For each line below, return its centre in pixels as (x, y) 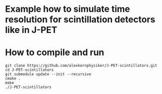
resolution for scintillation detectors (80, 19)
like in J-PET (31, 30)
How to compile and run (55, 52)
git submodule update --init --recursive (48, 74)
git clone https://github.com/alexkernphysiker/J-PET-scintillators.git (81, 66)
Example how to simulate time (68, 9)
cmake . (13, 79)
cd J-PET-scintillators (30, 70)
